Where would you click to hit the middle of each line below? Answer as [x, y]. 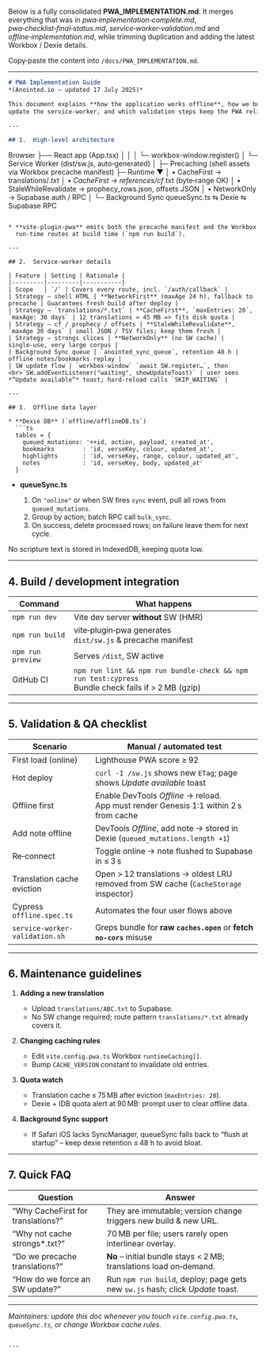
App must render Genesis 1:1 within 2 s [168, 806]
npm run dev [35, 617]
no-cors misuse [123, 937]
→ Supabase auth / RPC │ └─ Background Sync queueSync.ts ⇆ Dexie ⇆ [127, 197]
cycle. [41, 534]
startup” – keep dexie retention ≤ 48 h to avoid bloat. [117, 1143]
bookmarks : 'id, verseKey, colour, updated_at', [118, 450]
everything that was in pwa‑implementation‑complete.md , [103, 20]
